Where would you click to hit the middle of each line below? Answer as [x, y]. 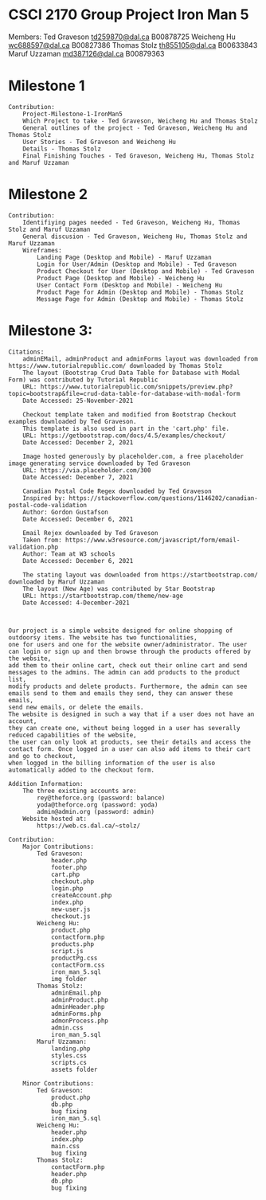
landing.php [70, 1049]
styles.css [69, 1055]
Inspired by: [44, 498]
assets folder [74, 1069]
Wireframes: [42, 250]
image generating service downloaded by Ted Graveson [100, 463]
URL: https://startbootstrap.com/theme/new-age [103, 596]
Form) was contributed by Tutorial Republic [83, 380]
